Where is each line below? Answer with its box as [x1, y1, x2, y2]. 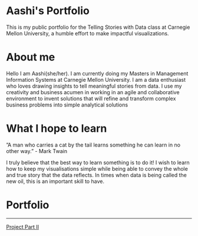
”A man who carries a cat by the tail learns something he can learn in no [6, 141, 181, 148]
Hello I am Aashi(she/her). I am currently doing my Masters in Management [6, 69, 189, 77]
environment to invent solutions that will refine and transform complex [6, 95, 176, 102]
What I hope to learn [6, 122, 107, 135]
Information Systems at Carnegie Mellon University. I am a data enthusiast [6, 76, 186, 83]
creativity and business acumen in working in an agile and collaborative [6, 88, 180, 95]
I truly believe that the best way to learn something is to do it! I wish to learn [6, 159, 190, 166]
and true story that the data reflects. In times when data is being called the [6, 171, 187, 178]
